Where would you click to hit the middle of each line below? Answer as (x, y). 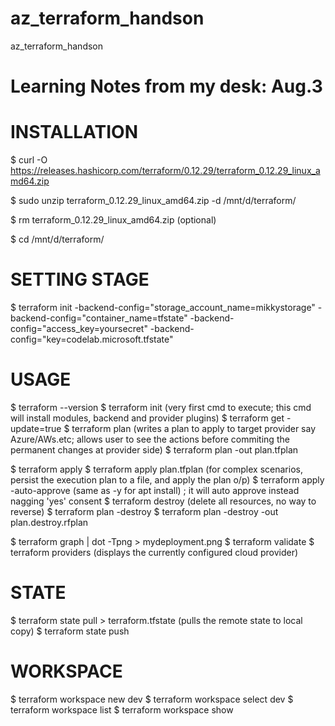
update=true (36, 428)
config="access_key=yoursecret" (79, 328)
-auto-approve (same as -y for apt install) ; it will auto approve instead (155, 490)
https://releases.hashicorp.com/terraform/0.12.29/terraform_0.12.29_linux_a (165, 171)
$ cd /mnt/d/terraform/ (57, 239)
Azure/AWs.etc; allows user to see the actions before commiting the (150, 439)
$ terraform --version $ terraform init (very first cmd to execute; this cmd (161, 407)
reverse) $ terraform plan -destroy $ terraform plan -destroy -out (144, 511)
